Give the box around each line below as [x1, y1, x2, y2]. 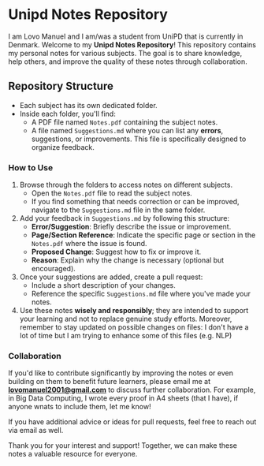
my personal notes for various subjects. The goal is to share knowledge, [8, 48, 243, 58]
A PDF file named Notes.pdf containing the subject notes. [31, 117, 218, 127]
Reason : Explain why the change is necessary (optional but [31, 255, 225, 265]
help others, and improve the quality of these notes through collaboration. [8, 57, 248, 66]
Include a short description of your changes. [31, 281, 176, 290]
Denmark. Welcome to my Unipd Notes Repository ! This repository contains [8, 39, 256, 49]
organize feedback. [31, 142, 95, 151]
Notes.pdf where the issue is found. [31, 239, 147, 248]
